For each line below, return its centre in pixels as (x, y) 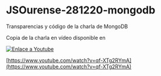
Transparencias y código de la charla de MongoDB (67, 26)
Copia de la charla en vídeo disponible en (56, 37)
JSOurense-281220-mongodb (81, 10)
